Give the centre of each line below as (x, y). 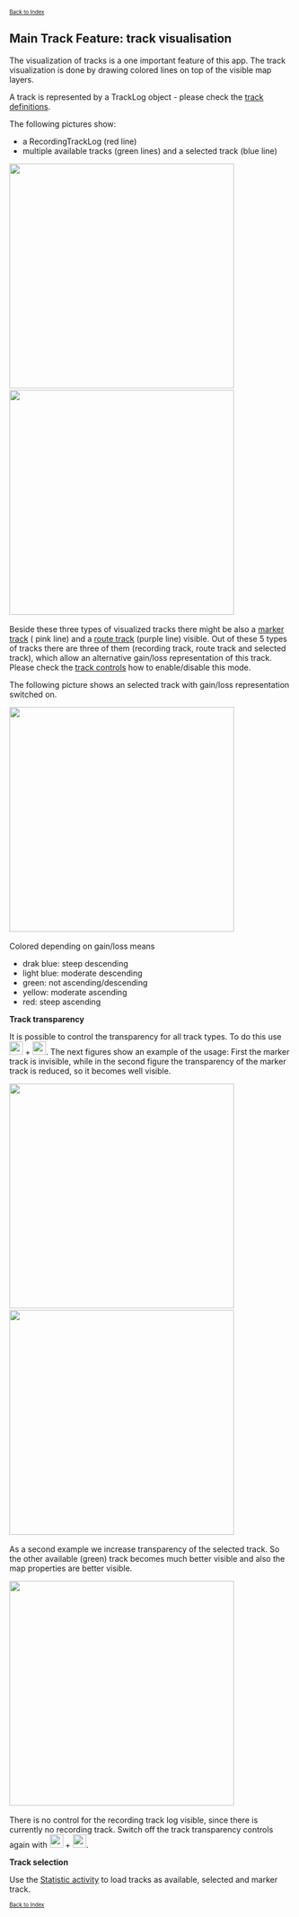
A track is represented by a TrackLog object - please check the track (136, 97)
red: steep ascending (62, 1002)
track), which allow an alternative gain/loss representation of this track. (141, 657)
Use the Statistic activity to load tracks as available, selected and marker (144, 1879)
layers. (22, 79)
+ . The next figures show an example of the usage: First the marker (157, 1051)
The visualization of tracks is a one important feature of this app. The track (147, 60)
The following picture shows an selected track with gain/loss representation (149, 684)
